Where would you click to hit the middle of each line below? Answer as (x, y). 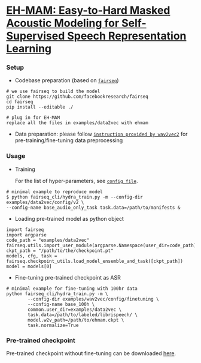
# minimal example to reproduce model (54, 192)
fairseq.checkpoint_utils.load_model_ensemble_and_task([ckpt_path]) (95, 261)
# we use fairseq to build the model (53, 91)
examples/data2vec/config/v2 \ (45, 202)
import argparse (26, 235)
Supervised (36, 36)
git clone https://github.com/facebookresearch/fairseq (77, 97)
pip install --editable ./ (40, 107)
